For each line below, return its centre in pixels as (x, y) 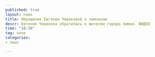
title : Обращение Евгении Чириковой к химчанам (56, 19)
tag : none (16, 33)
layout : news (19, 14)
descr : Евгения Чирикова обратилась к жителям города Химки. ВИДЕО (78, 24)
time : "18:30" (20, 28)
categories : (18, 38)
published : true (22, 10)
